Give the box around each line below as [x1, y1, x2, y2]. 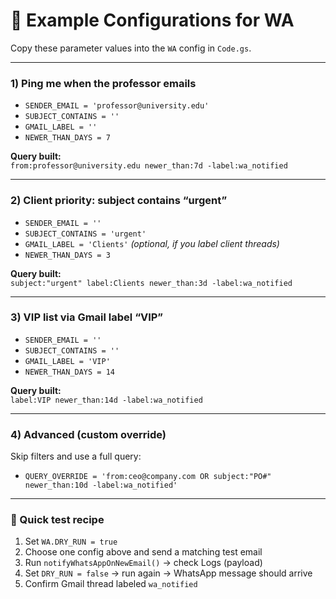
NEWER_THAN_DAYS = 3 [24, 250, 111, 260]
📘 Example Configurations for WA [10, 9, 295, 32]
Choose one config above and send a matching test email [24, 546, 263, 558]
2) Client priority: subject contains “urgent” [10, 194, 228, 208]
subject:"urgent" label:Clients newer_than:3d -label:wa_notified [10, 278, 293, 288]
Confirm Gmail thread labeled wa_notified [24, 578, 198, 590]
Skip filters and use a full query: [10, 450, 142, 463]
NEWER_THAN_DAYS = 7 [24, 133, 111, 143]
